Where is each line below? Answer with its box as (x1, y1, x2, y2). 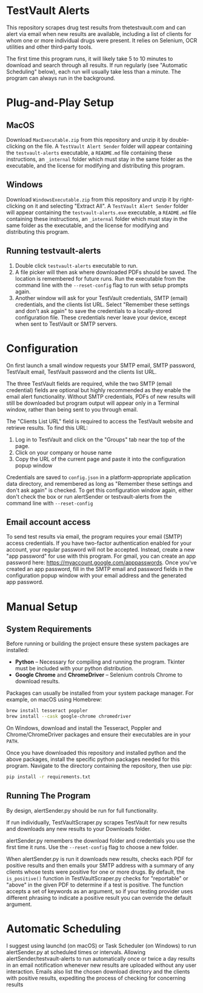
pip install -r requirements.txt (6, 774, 91, 780)
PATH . (6, 737, 19, 745)
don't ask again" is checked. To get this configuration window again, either (6, 486, 193, 494)
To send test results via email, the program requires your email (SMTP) (6, 533, 183, 541)
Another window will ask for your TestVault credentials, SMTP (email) (15, 294, 188, 301)
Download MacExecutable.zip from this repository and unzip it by (6, 136, 168, 143)
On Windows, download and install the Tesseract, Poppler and (6, 725, 162, 732)
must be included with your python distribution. (15, 665, 133, 672)
